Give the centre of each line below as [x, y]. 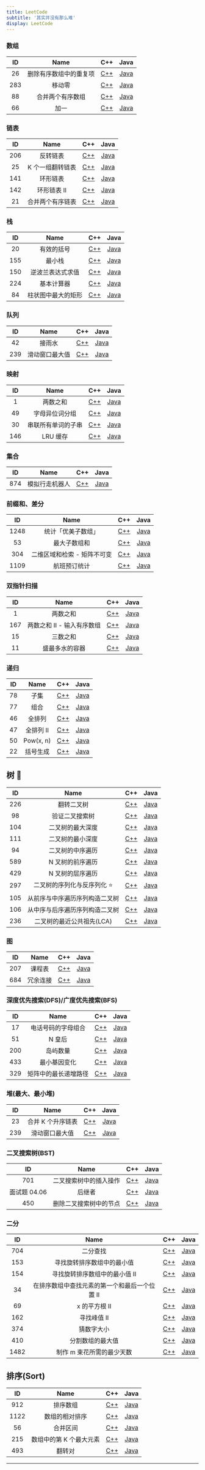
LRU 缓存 [55, 436]
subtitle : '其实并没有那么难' [41, 18]
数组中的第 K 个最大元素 [66, 1439]
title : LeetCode [27, 12]
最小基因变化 [58, 1063]
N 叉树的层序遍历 [73, 873]
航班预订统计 [71, 566]
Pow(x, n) [37, 741]
